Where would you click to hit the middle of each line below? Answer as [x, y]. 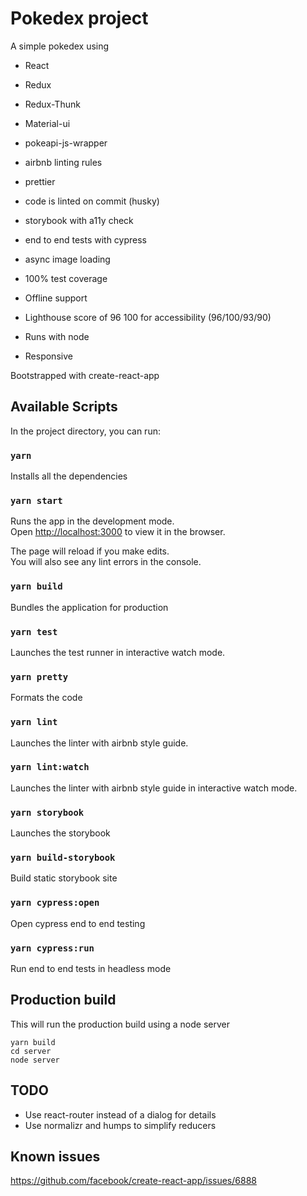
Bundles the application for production [89, 607]
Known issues [55, 1157]
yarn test [34, 631]
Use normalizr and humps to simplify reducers [120, 1125]
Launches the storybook [60, 833]
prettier [40, 181]
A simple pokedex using [60, 46]
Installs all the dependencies [69, 476]
